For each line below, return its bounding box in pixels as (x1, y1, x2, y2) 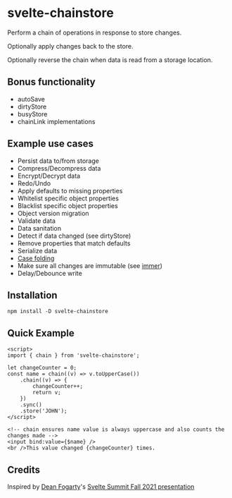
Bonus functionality (7, 76, 96, 88)
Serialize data (17, 246, 58, 255)
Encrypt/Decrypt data (17, 171, 81, 180)
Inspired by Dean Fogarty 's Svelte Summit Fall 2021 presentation (7, 482, 195, 491)
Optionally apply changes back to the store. (7, 42, 134, 50)
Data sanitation (17, 224, 62, 232)
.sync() (20, 401, 42, 408)
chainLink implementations (17, 117, 96, 126)
